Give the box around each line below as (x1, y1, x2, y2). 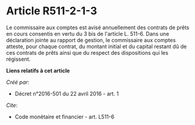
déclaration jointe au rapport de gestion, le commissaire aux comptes (6, 36, 176, 43)
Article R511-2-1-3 (6, 4, 97, 18)
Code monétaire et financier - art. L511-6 (14, 113, 115, 120)
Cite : (6, 101, 18, 108)
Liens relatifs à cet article (6, 67, 70, 74)
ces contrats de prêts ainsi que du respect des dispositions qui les (6, 49, 168, 56)
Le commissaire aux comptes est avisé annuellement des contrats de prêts (6, 24, 190, 31)
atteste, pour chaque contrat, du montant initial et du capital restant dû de (6, 43, 187, 50)
